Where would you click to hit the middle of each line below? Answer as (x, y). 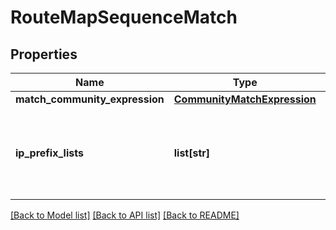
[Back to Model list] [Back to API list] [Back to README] (125, 215)
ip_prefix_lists (49, 153)
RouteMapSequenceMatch (124, 17)
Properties (44, 54)
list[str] (192, 153)
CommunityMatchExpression (245, 99)
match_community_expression (90, 99)
